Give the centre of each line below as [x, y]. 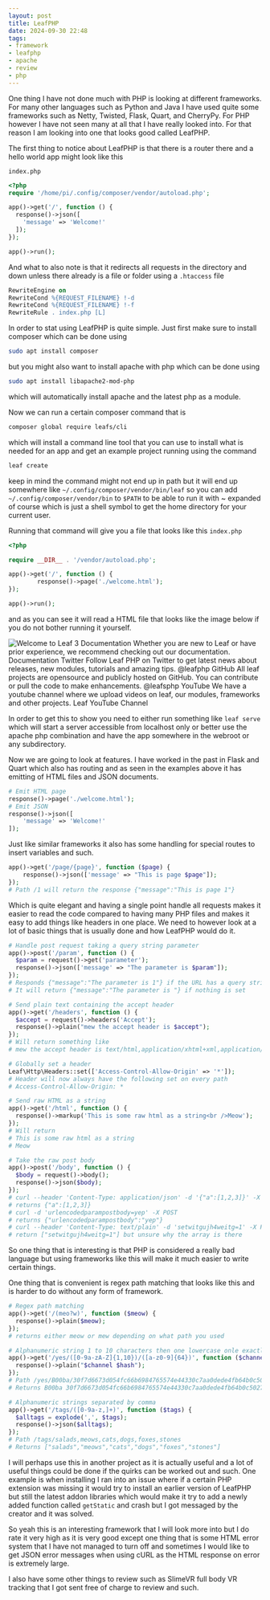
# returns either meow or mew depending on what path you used [117, 1336]
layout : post [30, 16]
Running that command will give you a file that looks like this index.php [125, 530]
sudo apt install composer [53, 351]
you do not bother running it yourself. [70, 627]
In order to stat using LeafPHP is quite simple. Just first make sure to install [133, 328]
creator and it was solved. [51, 1513]
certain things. [32, 1267]
